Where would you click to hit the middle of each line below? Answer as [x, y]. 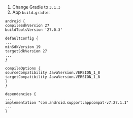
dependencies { [21, 94]
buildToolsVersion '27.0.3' [34, 30]
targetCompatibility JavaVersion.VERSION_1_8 [52, 77]
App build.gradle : [31, 12]
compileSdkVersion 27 [27, 25]
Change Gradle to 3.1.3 [36, 7]
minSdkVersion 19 [23, 47]
